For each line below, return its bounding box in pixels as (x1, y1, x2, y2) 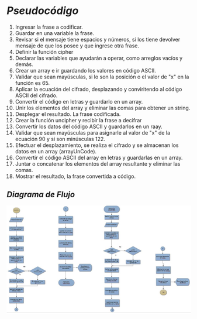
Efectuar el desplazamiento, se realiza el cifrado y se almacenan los (15, 142, 179, 149)
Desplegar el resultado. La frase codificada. (15, 110, 121, 118)
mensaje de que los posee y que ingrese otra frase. (15, 42, 140, 49)
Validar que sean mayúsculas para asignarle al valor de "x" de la (15, 129, 171, 136)
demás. (15, 60, 34, 68)
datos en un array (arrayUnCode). (15, 148, 97, 155)
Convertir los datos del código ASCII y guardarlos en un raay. (15, 123, 163, 130)
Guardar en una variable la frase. (15, 29, 95, 36)
